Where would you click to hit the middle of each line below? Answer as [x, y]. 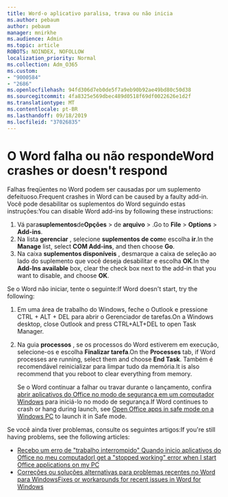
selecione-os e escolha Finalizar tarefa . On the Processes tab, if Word [116, 352]
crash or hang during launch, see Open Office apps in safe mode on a [115, 409]
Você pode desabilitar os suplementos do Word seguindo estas [97, 204]
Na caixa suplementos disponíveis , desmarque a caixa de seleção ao [117, 254]
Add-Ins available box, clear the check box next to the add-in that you [116, 268]
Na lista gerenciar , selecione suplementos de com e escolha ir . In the [115, 239]
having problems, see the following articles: [68, 437]
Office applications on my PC [58, 465]
